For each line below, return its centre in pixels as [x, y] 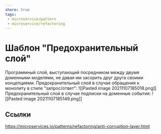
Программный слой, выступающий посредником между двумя [72, 72]
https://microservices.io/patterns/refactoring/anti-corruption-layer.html [78, 126]
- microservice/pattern [32, 19]
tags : [11, 14]
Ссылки [18, 114]
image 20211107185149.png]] [53, 99]
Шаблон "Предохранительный [72, 48]
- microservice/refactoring [36, 24]
